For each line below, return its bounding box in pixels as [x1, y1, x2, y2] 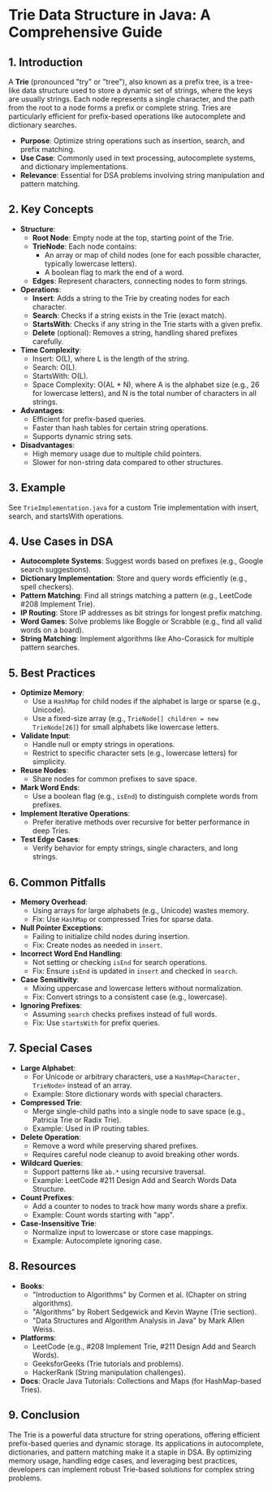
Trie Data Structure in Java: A [8, 6, 211, 24]
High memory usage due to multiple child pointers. [32, 449, 202, 459]
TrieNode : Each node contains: [32, 241, 137, 251]
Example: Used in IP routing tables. [32, 1124, 150, 1133]
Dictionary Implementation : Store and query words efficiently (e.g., [19, 573, 248, 583]
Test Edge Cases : [19, 835, 81, 845]
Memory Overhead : [19, 897, 88, 907]
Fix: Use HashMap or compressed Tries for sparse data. [32, 915, 214, 924]
